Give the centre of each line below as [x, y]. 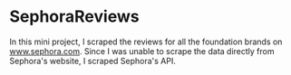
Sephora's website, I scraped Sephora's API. [93, 61]
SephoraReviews [74, 17]
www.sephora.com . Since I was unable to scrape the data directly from [142, 51]
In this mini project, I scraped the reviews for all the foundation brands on [146, 42]
